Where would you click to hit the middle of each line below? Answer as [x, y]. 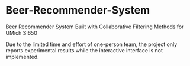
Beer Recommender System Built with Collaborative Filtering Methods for [95, 27]
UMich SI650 [22, 32]
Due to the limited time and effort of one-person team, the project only [91, 44]
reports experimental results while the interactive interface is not [84, 50]
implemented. [22, 57]
